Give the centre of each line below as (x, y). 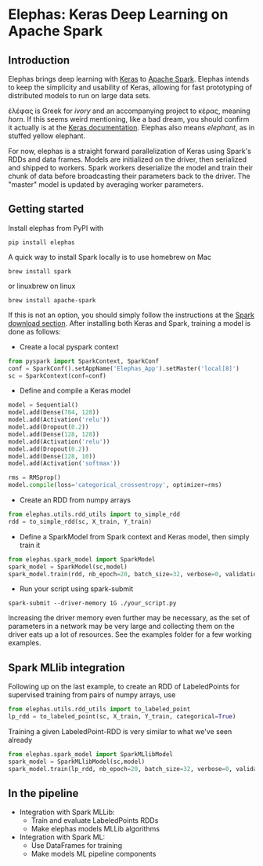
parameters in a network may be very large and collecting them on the (121, 627)
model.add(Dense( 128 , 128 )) (54, 434)
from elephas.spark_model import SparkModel (82, 559)
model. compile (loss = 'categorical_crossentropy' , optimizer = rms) (115, 485)
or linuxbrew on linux (42, 286)
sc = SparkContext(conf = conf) (58, 376)
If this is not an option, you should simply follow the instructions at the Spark (131, 315)
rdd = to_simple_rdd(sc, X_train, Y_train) (80, 521)
